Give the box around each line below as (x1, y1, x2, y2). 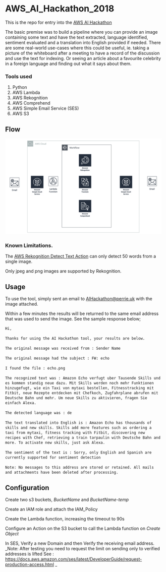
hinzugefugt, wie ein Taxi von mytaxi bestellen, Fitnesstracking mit (5, 385, 154, 391)
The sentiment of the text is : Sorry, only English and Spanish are (5, 450, 152, 455)
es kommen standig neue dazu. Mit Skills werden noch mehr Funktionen (5, 381, 154, 386)
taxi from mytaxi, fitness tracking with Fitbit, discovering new (5, 430, 145, 436)
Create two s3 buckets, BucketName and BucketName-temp (5, 497, 129, 503)
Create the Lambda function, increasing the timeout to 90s (5, 516, 125, 522)
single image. (5, 258, 33, 264)
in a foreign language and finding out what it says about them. (5, 61, 132, 66)
